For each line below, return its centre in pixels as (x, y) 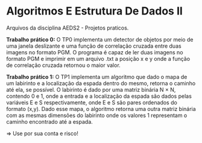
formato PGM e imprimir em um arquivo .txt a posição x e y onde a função (98, 59)
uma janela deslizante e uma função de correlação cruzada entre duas (94, 46)
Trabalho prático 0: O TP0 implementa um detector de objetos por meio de (100, 39)
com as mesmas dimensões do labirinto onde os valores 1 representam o (97, 115)
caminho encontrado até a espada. (50, 121)
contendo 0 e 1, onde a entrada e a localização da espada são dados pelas (99, 96)
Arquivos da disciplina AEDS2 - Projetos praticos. (68, 28)
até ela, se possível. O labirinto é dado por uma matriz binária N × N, (91, 89)
